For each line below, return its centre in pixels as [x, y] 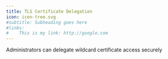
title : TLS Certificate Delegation [49, 11]
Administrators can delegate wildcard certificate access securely [84, 50]
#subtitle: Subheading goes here [47, 22]
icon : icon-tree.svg [31, 17]
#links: [15, 28]
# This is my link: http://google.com [57, 33]
